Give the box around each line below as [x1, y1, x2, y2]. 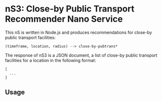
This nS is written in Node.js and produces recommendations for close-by [5, 29, 152, 35]
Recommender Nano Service [5, 13, 123, 25]
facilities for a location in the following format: [5, 57, 96, 63]
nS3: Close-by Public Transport [5, 3, 134, 14]
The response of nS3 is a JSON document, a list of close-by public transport [5, 52, 158, 58]
